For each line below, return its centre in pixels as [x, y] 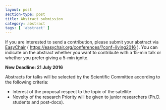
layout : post [19, 10]
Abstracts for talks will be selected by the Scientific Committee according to [83, 77]
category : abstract [25, 23]
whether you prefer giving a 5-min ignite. [47, 58]
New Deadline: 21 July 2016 [34, 68]
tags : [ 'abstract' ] [28, 28]
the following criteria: [27, 82]
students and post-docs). [38, 102]
